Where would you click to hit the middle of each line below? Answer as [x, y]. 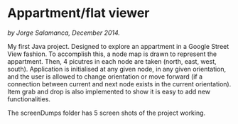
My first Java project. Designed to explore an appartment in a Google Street [118, 46]
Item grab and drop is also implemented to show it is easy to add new [109, 91]
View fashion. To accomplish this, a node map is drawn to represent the [112, 54]
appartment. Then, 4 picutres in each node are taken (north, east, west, [112, 61]
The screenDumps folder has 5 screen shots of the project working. [107, 113]
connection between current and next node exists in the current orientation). [119, 84]
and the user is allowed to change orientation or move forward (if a [105, 77]
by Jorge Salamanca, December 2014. [64, 33]
